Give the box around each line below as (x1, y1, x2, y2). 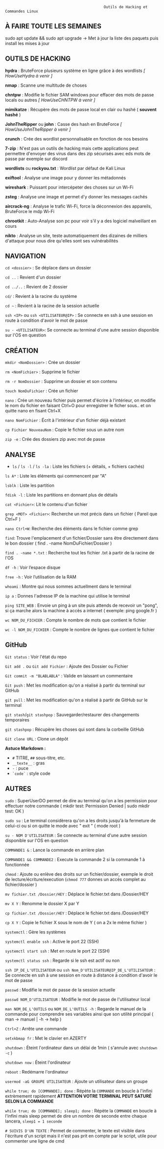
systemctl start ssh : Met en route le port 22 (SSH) (5, 948, 110, 954)
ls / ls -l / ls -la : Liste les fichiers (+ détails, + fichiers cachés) (12, 463, 144, 470)
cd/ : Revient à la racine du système (5, 293, 77, 299)
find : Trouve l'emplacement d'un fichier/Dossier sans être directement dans (5, 535, 159, 541)
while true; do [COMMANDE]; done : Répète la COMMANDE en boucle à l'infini (5, 1088, 153, 1094)
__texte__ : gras (12, 760, 45, 766)
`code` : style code (12, 770, 50, 776)
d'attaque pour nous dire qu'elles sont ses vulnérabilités (5, 238, 118, 243)
